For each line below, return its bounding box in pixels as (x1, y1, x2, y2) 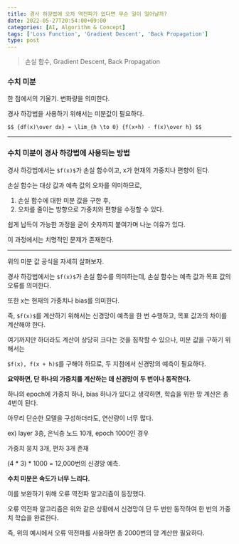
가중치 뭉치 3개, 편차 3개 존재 (7, 444, 89, 452)
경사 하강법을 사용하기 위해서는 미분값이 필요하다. (7, 110, 144, 118)
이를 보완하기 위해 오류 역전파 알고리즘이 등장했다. (7, 489, 147, 498)
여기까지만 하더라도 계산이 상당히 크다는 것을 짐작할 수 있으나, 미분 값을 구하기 (7, 335, 224, 344)
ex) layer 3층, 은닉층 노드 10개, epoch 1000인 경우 (7, 429, 149, 437)
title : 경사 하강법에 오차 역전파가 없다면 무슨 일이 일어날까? (7, 10, 168, 18)
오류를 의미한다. (7, 281, 52, 289)
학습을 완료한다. (14, 513, 59, 522)
